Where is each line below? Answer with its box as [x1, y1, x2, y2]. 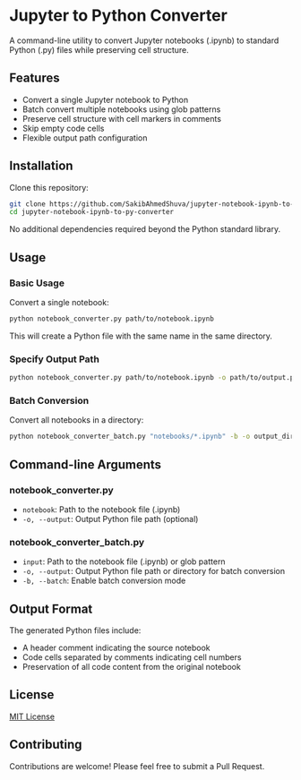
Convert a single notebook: [9, 297, 109, 307]
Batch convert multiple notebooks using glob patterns [21, 104, 221, 115]
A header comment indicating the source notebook [21, 642, 211, 654]
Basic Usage [9, 277, 65, 289]
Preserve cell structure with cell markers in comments [21, 113, 222, 124]
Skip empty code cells [21, 123, 105, 133]
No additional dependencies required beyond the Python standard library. [9, 224, 280, 235]
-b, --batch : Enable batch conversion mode [21, 575, 186, 587]
